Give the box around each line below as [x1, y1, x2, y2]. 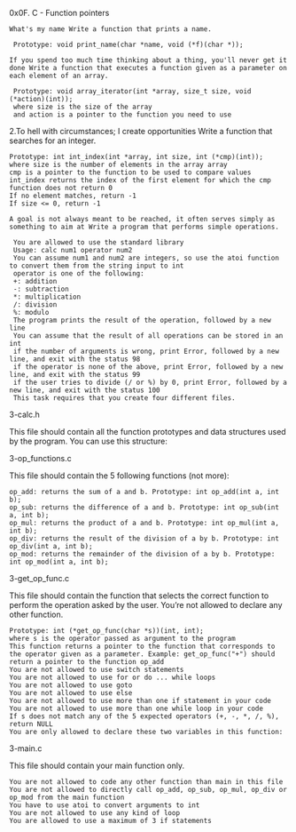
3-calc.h [9, 409, 40, 420]
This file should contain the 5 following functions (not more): [9, 470, 230, 481]
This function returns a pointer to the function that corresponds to [9, 642, 276, 651]
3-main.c [9, 743, 43, 754]
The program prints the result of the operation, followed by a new [12, 316, 272, 324]
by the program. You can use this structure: [9, 436, 168, 446]
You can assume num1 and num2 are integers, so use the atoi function [12, 253, 279, 262]
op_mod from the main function [9, 793, 125, 802]
